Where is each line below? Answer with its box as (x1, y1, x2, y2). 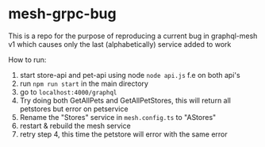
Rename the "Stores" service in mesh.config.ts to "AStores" (19, 112, 217, 122)
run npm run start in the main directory (19, 79, 149, 88)
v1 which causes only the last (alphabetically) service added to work (8, 39, 232, 48)
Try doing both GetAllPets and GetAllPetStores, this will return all (19, 95, 232, 105)
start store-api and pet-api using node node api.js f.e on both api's (19, 70, 240, 79)
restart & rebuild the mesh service (19, 121, 131, 130)
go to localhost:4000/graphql (19, 87, 117, 96)
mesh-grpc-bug (8, 5, 117, 23)
